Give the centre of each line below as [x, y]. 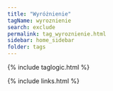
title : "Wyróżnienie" [39, 14]
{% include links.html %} [43, 81]
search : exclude [31, 27]
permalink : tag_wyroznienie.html [57, 34]
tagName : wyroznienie [39, 21]
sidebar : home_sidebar [41, 41]
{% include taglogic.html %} [49, 67]
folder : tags [27, 47]
